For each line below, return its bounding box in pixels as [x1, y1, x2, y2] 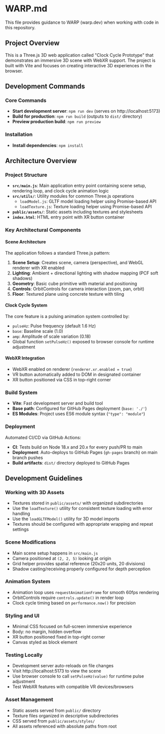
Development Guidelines [5, 474, 83, 482]
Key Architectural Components [5, 227, 82, 233]
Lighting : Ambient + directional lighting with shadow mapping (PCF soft [12, 270, 159, 276]
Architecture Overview [5, 157, 77, 165]
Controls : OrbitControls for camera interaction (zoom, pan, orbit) [12, 285, 145, 292]
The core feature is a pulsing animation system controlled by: [5, 313, 130, 319]
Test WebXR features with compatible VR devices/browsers [12, 684, 134, 690]
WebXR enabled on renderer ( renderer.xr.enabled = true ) [12, 366, 132, 372]
